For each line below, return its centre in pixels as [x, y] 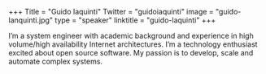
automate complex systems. [56, 61]
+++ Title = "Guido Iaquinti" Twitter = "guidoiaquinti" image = [111, 12]
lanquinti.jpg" [31, 20]
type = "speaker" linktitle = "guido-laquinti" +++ [135, 20]
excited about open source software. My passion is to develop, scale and [131, 53]
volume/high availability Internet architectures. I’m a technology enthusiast [133, 44]
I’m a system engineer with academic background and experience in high [131, 36]
